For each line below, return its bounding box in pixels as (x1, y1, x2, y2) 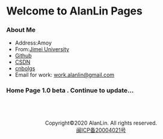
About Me (6, 26, 36, 34)
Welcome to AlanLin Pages (6, 4, 143, 18)
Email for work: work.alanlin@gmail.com (14, 71, 115, 79)
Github (14, 52, 32, 60)
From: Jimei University (14, 46, 70, 53)
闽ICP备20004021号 (76, 126, 126, 134)
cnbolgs (14, 65, 35, 72)
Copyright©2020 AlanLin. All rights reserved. (45, 119, 158, 126)
